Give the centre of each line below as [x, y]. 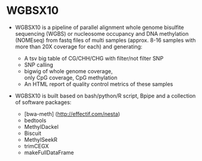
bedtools [35, 120]
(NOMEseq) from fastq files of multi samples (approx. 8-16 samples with [105, 40]
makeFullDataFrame [49, 153]
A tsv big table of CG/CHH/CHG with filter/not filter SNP [94, 58]
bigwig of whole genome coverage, [69, 71]
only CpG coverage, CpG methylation [71, 77]
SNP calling [39, 65]
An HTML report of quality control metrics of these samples [99, 84]
